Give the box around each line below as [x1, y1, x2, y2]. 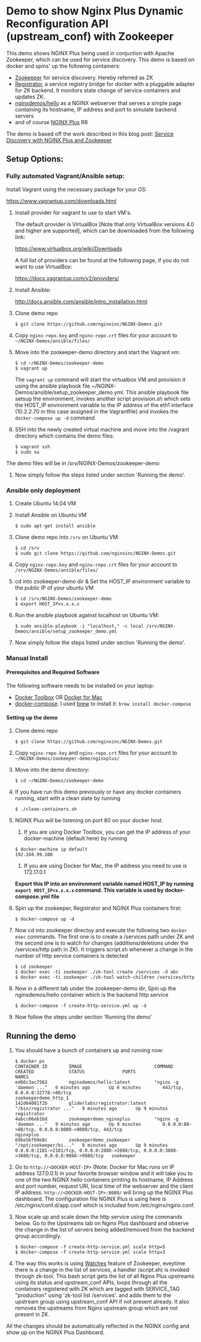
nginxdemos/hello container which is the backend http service [14, 991, 169, 999]
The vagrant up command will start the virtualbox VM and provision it [14, 376, 186, 383]
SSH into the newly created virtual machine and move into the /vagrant [14, 426, 190, 433]
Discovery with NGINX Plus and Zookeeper [6, 136, 112, 143]
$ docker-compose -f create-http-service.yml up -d [14, 1003, 147, 1009]
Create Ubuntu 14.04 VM [14, 499, 77, 507]
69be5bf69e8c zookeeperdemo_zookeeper [14, 1137, 130, 1143]
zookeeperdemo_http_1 [14, 1095, 69, 1101]
